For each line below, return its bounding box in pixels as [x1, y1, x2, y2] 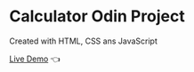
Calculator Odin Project [9, 6, 185, 27]
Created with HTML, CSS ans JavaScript [9, 36, 158, 46]
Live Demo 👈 [9, 53, 61, 64]
